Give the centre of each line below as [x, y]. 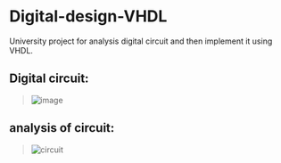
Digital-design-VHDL [88, 16]
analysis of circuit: [62, 128]
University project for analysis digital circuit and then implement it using [141, 41]
